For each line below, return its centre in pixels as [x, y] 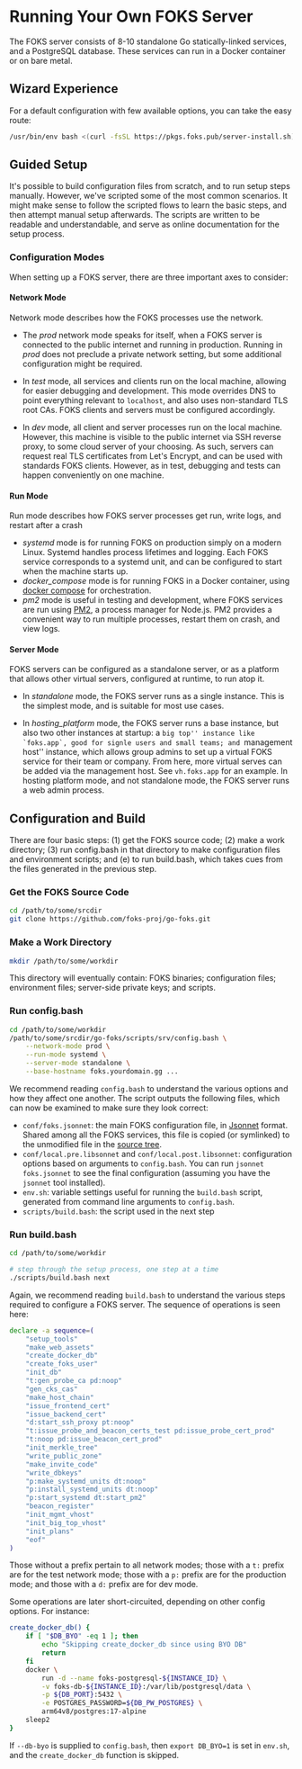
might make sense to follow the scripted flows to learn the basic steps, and [148, 205]
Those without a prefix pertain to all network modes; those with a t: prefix [147, 1565]
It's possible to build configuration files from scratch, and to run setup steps [150, 186]
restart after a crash [46, 525]
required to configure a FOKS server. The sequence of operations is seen [145, 1304]
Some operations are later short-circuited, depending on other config [138, 1602]
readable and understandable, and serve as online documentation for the [145, 224]
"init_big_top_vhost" [66, 1522]
